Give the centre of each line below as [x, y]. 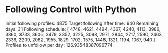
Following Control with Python [71, 9]
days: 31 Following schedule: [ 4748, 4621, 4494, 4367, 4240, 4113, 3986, [83, 29]
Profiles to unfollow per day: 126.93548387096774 [59, 45]
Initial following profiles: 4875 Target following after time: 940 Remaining [82, 23]
